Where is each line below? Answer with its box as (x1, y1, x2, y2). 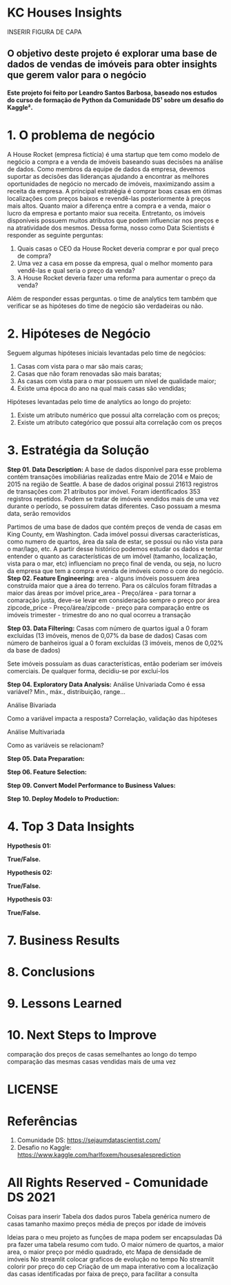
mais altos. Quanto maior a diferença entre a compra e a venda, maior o (7, 202, 211, 210)
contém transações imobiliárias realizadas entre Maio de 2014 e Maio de (7, 472, 213, 481)
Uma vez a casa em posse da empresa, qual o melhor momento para (17, 259, 213, 267)
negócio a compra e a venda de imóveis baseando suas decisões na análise (7, 157, 223, 166)
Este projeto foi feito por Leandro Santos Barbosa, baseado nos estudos (7, 88, 217, 97)
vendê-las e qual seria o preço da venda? (17, 266, 136, 274)
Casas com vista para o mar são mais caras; (17, 362, 143, 370)
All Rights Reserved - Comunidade (7, 1175, 209, 1190)
